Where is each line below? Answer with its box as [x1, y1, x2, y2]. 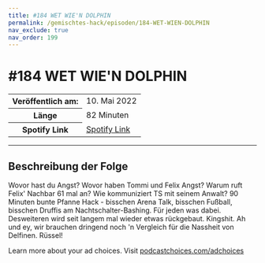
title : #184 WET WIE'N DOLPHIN [8, 11, 111, 20]
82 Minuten [86, 109, 129, 120]
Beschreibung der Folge [8, 159, 129, 173]
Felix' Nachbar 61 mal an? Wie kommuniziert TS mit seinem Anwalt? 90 [8, 189, 239, 198]
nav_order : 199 [8, 33, 58, 42]
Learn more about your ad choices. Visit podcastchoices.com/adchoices [8, 246, 244, 255]
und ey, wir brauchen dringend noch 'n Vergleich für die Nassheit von [8, 222, 234, 232]
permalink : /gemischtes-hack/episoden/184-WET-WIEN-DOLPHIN [8, 19, 211, 27]
